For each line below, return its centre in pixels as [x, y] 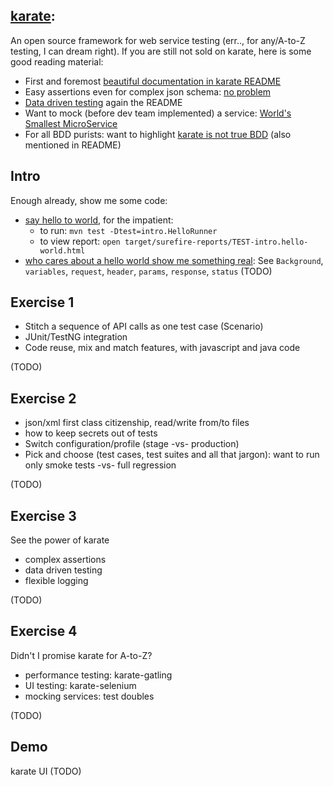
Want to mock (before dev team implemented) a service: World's [158, 113]
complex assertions [65, 560]
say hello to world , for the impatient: [99, 220]
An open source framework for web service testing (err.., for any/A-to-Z [158, 40]
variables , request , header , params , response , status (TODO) [148, 271]
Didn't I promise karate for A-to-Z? [81, 655]
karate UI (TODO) [46, 771]
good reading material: [57, 61]
